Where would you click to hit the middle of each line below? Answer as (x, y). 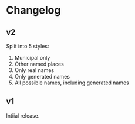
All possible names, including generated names (72, 83)
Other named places (39, 64)
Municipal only (32, 58)
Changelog (33, 10)
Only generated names (42, 76)
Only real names (34, 70)
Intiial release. (23, 115)
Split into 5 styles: (28, 46)
